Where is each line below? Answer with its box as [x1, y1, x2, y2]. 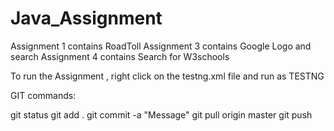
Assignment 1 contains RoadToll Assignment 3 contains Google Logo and [10, 40, 312, 52]
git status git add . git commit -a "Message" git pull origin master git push [10, 108, 313, 121]
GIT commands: [10, 89, 77, 101]
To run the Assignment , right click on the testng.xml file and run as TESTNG [10, 70, 325, 82]
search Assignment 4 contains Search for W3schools [10, 50, 230, 62]
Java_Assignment [10, 7, 163, 30]
